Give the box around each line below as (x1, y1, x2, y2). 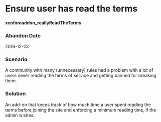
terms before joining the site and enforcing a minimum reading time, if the (5, 107, 156, 113)
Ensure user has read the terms (5, 3, 138, 14)
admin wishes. (5, 112, 35, 118)
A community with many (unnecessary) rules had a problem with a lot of (5, 67, 154, 73)
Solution (5, 90, 26, 97)
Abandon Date (5, 32, 41, 39)
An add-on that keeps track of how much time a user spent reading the (5, 102, 151, 108)
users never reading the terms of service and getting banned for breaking (5, 73, 157, 79)
